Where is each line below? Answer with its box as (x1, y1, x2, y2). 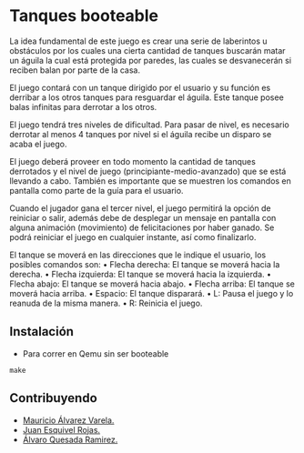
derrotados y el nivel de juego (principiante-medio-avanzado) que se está (9, 166, 287, 176)
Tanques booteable (9, 5, 159, 26)
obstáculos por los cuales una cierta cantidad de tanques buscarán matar (9, 45, 286, 55)
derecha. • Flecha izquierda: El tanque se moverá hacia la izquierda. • (9, 268, 271, 279)
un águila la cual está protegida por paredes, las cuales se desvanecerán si (9, 55, 292, 65)
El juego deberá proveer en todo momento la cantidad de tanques (9, 156, 257, 166)
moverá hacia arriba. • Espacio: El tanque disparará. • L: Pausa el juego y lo (9, 287, 294, 298)
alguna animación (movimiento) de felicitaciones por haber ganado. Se (9, 222, 275, 233)
